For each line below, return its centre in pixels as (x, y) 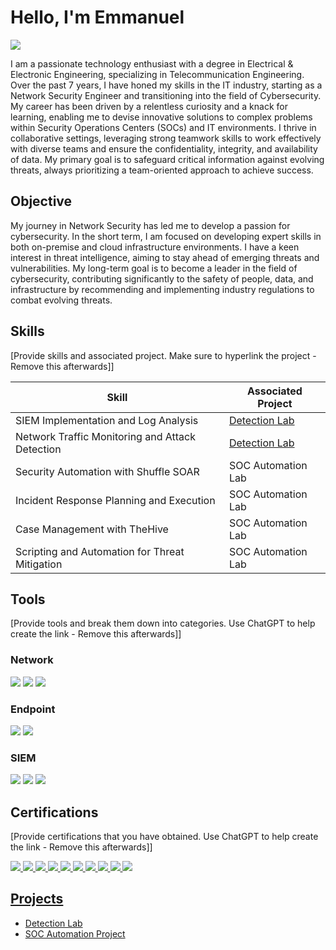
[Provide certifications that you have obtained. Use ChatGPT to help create (164, 837)
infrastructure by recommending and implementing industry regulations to (162, 289)
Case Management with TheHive (92, 529)
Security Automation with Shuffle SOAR (107, 471)
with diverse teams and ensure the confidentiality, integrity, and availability (164, 148)
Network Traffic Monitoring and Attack (105, 436)
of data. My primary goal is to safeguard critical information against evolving (167, 159)
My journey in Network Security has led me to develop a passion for (150, 225)
